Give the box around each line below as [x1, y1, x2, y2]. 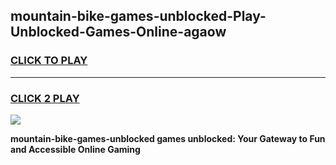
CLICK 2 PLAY [10, 91, 80, 105]
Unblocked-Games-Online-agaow [10, 24, 227, 41]
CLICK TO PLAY [10, 54, 88, 68]
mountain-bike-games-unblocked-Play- [10, 8, 267, 25]
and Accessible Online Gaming [10, 143, 141, 155]
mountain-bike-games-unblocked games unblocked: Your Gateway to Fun [10, 132, 326, 144]
